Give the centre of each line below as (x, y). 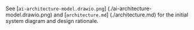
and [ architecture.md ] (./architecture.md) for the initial (121, 15)
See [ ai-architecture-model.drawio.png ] (56, 9)
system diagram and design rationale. (52, 21)
